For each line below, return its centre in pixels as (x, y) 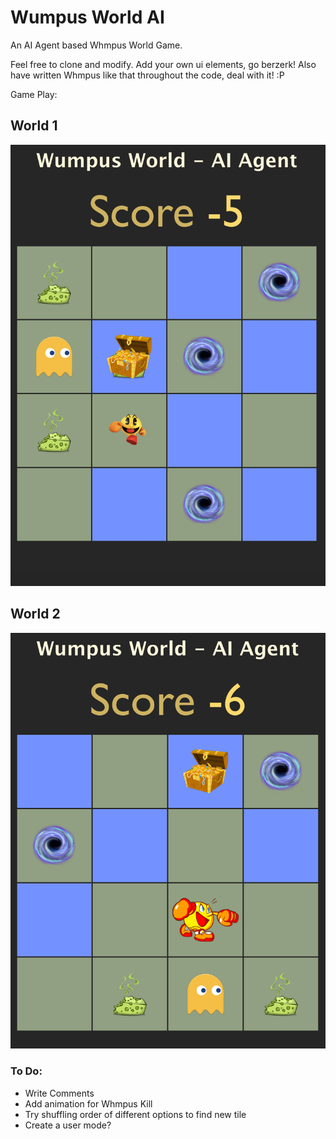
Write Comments (59, 1093)
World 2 (35, 614)
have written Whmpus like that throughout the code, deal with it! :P (147, 75)
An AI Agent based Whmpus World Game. (96, 45)
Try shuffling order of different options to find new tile (135, 1114)
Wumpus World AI (87, 17)
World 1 (34, 126)
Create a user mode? (68, 1125)
